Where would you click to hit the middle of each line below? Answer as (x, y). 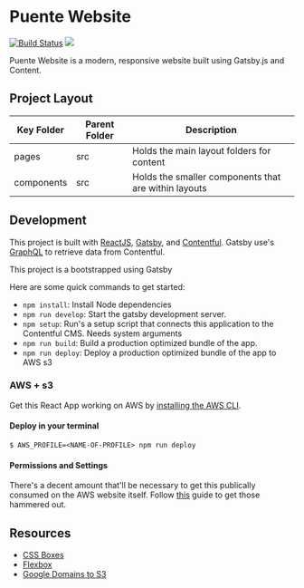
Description (211, 130)
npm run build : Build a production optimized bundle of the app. (140, 342)
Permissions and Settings (59, 465)
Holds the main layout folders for (202, 150)
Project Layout (51, 98)
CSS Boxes (43, 555)
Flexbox (37, 564)
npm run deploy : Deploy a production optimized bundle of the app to (149, 352)
